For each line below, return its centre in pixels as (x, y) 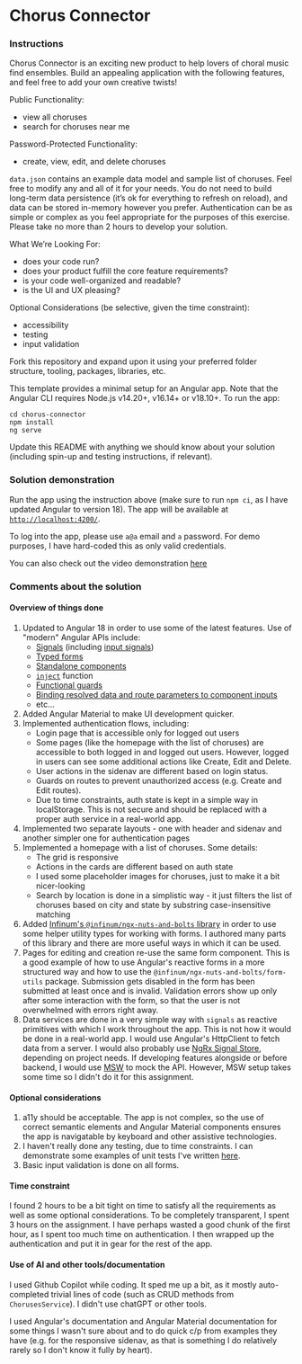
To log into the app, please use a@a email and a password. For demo (135, 536)
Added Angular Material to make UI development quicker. (129, 713)
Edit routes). (58, 790)
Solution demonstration (62, 480)
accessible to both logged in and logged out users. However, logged (162, 752)
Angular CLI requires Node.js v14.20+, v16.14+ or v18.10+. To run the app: (145, 398)
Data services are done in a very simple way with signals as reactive (150, 1019)
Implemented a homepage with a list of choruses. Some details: (140, 847)
